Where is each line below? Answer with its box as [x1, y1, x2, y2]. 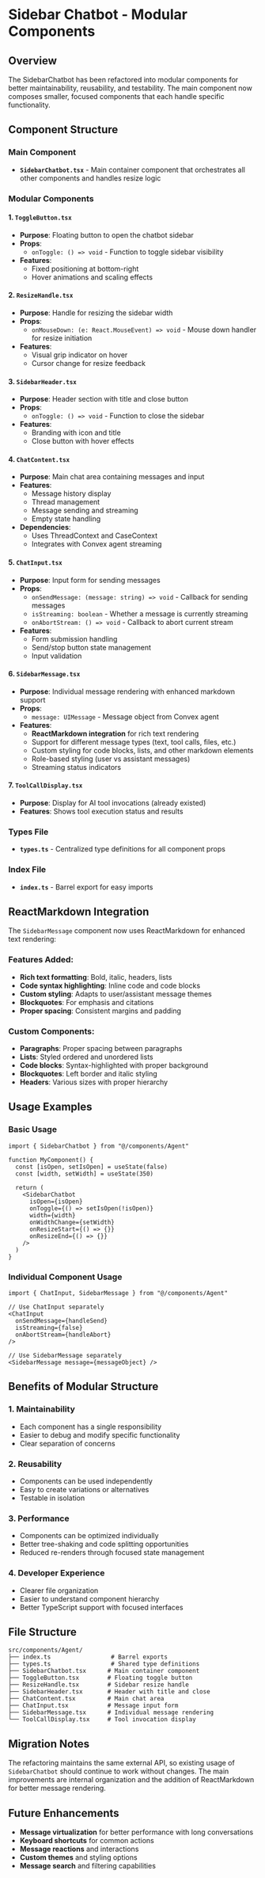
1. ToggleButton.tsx [8, 212, 73, 223]
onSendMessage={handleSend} [15, 1317, 108, 1325]
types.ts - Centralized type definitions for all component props [19, 844, 225, 854]
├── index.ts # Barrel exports [8, 1653, 168, 1661]
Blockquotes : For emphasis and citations [19, 997, 154, 1007]
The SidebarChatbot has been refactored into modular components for [8, 75, 239, 84]
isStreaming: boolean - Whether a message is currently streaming [31, 608, 248, 619]
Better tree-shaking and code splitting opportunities [19, 1539, 189, 1549]
